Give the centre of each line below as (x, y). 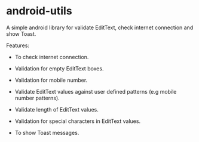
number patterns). (37, 98)
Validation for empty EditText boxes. (59, 68)
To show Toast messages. (47, 132)
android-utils (39, 11)
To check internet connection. (52, 57)
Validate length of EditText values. (56, 109)
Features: (18, 45)
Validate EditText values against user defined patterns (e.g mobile (96, 91)
